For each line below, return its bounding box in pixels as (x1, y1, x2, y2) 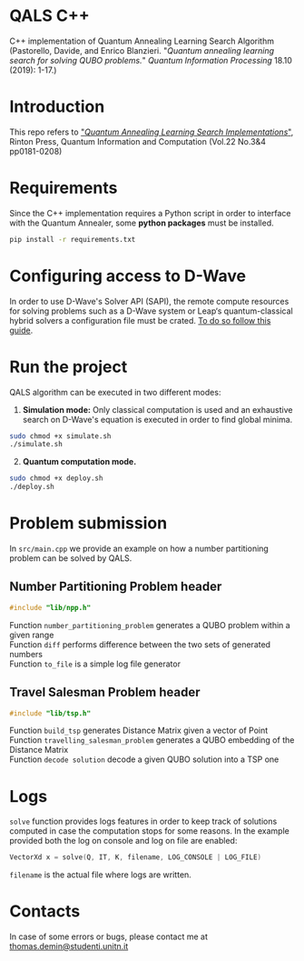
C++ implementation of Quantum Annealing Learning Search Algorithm (9, 35, 275, 46)
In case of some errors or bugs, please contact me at (9, 931, 209, 942)
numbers (9, 648, 44, 659)
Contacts (9, 901, 81, 922)
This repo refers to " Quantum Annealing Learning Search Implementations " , (9, 126, 294, 137)
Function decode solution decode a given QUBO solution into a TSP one (9, 754, 279, 765)
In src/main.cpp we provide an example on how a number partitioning (9, 543, 270, 554)
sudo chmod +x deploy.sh (9, 474, 103, 483)
